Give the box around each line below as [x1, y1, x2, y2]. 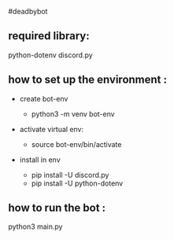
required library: [8, 29, 90, 42]
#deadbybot [8, 7, 48, 16]
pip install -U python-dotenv [31, 178, 124, 188]
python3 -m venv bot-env [31, 109, 116, 119]
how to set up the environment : [8, 73, 168, 86]
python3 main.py [8, 222, 63, 231]
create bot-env [19, 94, 68, 103]
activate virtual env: [19, 124, 84, 134]
